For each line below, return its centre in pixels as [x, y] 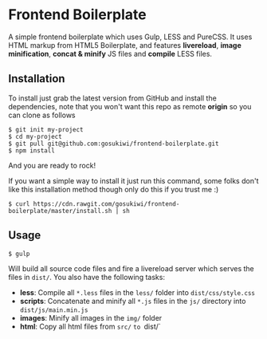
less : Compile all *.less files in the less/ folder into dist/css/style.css [137, 292]
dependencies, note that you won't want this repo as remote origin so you [130, 106]
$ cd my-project [35, 136]
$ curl [19, 204]
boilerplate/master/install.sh [60, 211]
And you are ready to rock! [52, 165]
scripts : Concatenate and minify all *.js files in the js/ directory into [133, 301]
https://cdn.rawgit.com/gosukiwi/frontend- [106, 204]
